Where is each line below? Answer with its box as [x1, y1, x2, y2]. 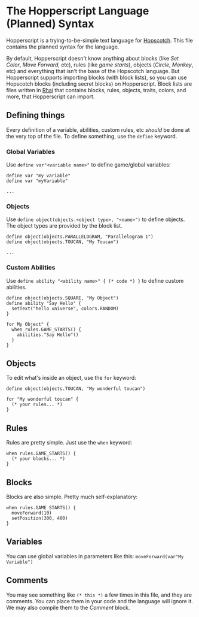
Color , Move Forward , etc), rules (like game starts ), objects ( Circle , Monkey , [6, 61, 194, 68]
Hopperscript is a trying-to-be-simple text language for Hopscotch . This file [6, 37, 193, 44]
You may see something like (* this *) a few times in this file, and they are [6, 591, 192, 598]
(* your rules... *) [11, 401, 63, 408]
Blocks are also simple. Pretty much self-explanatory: [6, 493, 138, 501]
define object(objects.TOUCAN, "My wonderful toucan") [6, 386, 146, 392]
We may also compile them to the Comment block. [6, 604, 130, 611]
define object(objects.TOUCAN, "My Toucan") [6, 239, 119, 245]
